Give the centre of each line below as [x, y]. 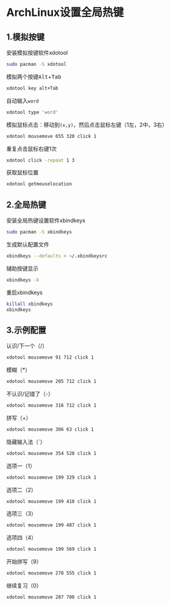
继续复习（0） [24, 585]
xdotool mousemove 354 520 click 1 [51, 453]
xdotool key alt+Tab [33, 88]
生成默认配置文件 [28, 244]
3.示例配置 [27, 330]
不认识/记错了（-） [30, 394]
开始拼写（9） [24, 562]
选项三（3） [21, 514]
